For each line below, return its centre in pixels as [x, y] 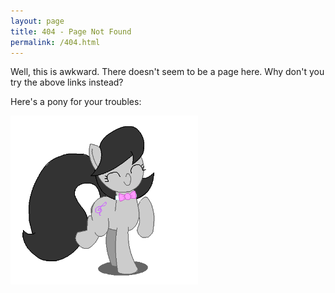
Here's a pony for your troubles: [76, 102]
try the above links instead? [67, 82]
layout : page [37, 21]
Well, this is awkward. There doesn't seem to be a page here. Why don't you [167, 72]
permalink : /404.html [55, 42]
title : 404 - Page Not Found [71, 31]
